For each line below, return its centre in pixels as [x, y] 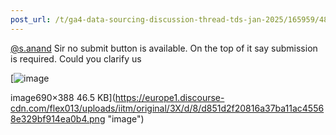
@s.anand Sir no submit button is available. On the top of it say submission [164, 48]
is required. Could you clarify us [76, 58]
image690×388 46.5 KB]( [63, 97]
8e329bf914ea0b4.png [58, 118]
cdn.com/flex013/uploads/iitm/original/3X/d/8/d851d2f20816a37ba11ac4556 [167, 108]
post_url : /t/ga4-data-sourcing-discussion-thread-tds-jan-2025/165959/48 [169, 19]
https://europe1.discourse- [169, 97]
